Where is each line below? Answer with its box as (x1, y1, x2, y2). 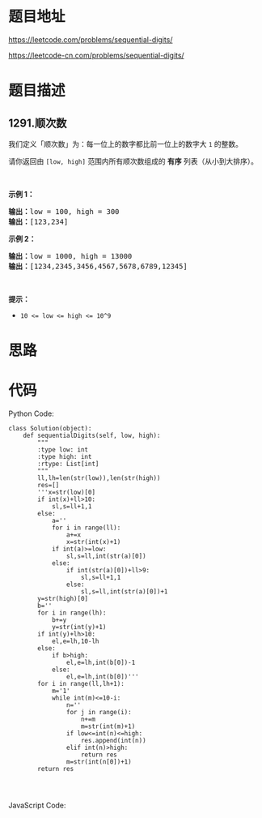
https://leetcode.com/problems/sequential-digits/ (8, 34, 173, 45)
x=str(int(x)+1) (65, 538, 121, 546)
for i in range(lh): (37, 609, 107, 617)
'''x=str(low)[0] (37, 488, 95, 497)
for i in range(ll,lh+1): (37, 680, 125, 688)
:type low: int (37, 446, 89, 454)
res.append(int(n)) (80, 737, 147, 745)
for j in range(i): (65, 709, 132, 717)
